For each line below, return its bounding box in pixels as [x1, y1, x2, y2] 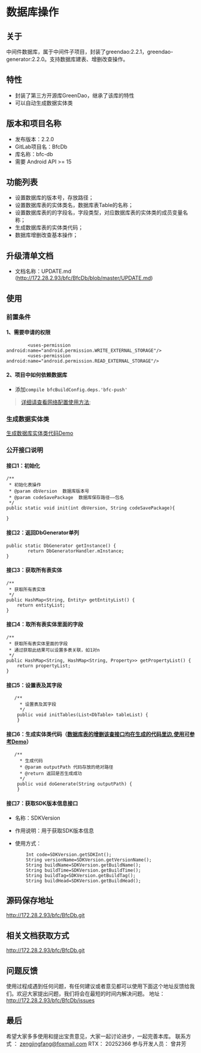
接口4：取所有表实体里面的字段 [6, 620, 84, 628]
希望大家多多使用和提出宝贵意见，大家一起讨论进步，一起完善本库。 [6, 1033, 174, 1040]
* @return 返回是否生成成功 [19, 771, 83, 777]
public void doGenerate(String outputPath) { [17, 781, 133, 787]
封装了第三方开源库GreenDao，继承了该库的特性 [14, 92, 135, 99]
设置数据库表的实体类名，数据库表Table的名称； [14, 202, 133, 209]
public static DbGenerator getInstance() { [6, 543, 117, 549]
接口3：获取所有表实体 [6, 567, 63, 574]
